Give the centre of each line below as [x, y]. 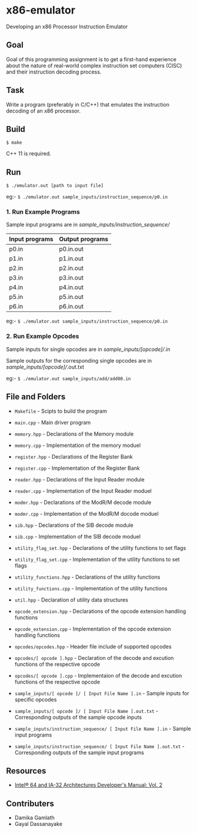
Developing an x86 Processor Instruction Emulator [67, 26]
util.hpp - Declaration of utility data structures [71, 600]
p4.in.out [71, 287]
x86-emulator [41, 10]
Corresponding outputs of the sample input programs [79, 752]
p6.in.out [71, 307]
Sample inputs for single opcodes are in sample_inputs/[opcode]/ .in [88, 349]
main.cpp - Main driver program [53, 422]
